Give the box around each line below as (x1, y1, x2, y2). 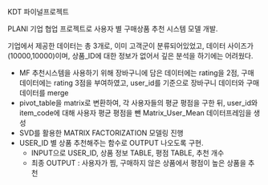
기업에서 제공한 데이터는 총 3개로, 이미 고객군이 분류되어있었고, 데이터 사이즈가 (7, 41, 254, 50)
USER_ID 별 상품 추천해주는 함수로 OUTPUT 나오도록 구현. (18, 139, 204, 147)
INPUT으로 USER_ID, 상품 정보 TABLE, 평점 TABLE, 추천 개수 (30, 148, 225, 158)
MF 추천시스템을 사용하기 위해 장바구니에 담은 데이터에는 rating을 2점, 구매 (18, 68, 254, 78)
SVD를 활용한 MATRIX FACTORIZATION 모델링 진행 (18, 128, 184, 138)
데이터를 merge (18, 88, 69, 98)
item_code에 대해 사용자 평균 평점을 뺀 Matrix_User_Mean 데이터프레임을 (18, 108, 252, 118)
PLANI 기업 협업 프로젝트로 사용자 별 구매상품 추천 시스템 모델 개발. (7, 24, 218, 34)
